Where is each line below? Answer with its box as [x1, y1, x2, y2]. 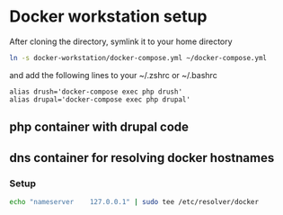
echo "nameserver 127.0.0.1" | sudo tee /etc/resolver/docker [9, 197, 259, 206]
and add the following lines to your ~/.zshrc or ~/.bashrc [9, 69, 217, 80]
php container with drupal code [9, 120, 190, 135]
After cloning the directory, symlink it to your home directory [9, 36, 233, 47]
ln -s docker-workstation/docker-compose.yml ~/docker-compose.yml [9, 53, 268, 62]
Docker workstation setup [9, 6, 208, 27]
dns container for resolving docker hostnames [9, 150, 275, 166]
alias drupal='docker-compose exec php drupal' [9, 94, 191, 104]
